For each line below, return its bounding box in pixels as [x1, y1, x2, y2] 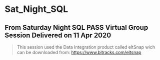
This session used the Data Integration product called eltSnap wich [16, 44, 155, 50]
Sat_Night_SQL [4, 3, 68, 15]
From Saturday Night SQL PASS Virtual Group [4, 23, 148, 32]
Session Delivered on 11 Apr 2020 [4, 31, 111, 39]
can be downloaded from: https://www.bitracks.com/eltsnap [16, 50, 141, 55]
